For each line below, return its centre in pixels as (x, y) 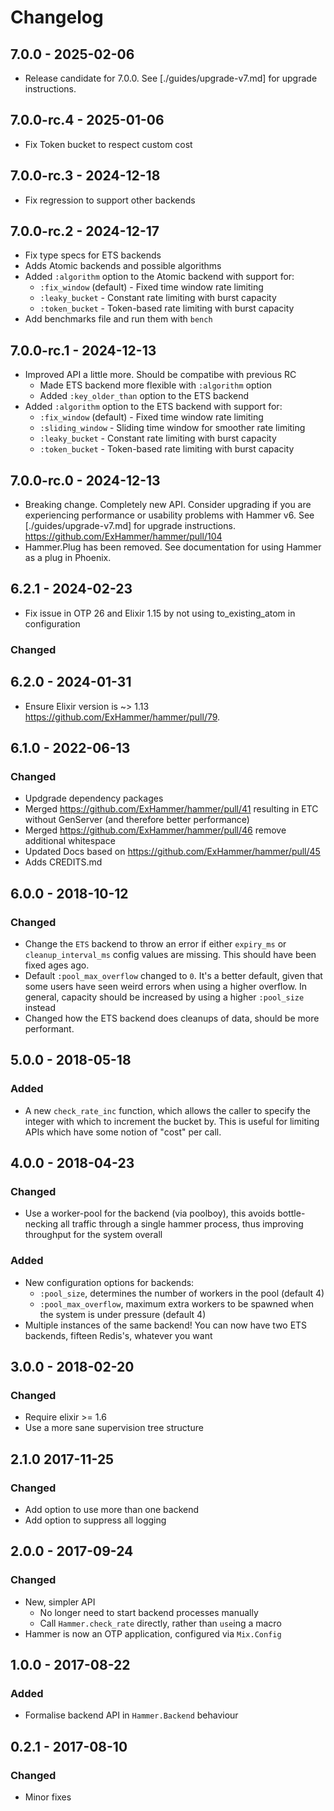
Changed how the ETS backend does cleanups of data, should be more (172, 1018)
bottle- (291, 1213)
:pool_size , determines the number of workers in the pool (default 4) (182, 1293)
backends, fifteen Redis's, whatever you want (118, 1335)
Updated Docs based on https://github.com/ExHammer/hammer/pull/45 (172, 852)
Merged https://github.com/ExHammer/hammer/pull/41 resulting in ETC (171, 809)
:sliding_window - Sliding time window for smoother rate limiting (172, 428)
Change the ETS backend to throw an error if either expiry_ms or (155, 943)
